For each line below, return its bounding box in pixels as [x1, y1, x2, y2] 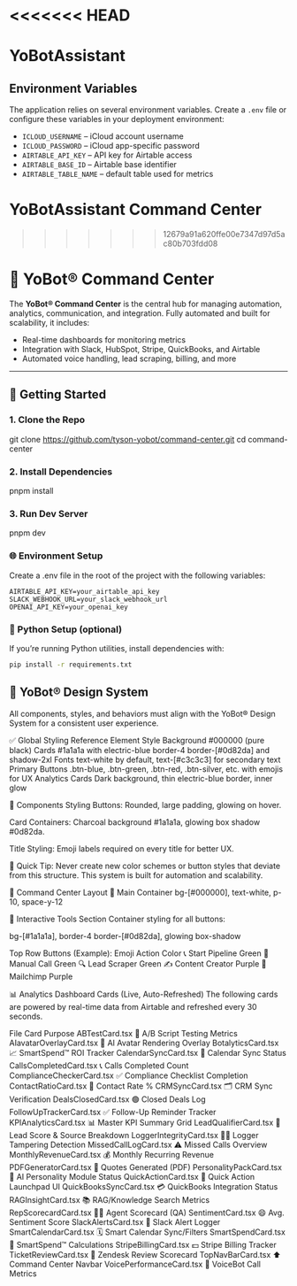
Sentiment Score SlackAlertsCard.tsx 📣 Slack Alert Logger [9, 1216, 221, 1227]
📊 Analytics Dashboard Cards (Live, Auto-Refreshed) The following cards [9, 989, 278, 999]
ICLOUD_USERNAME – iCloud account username [21, 131, 184, 142]
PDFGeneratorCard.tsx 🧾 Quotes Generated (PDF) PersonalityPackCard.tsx [9, 1161, 283, 1173]
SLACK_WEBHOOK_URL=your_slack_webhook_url [9, 595, 168, 604]
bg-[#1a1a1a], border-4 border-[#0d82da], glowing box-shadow [9, 930, 241, 941]
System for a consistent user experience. [9, 718, 159, 728]
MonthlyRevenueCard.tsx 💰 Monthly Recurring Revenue [9, 1149, 215, 1159]
